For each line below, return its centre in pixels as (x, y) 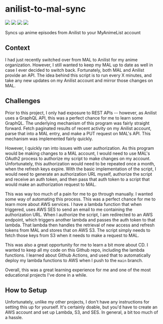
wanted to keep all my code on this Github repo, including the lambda (75, 250)
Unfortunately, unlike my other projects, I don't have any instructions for (77, 302)
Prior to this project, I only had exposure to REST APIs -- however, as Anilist (81, 113)
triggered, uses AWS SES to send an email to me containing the (69, 209)
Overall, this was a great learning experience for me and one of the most (78, 270)
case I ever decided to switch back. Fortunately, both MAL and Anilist (75, 70)
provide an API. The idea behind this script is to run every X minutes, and (79, 75)
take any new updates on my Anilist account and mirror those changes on (79, 80)
